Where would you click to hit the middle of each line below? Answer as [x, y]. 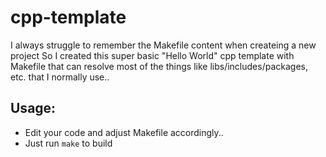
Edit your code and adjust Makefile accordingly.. [124, 132]
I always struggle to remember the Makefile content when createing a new [163, 45]
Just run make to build [68, 143]
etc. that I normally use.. [60, 77]
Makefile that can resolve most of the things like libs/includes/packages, [159, 66]
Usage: [33, 108]
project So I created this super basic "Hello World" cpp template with [152, 55]
